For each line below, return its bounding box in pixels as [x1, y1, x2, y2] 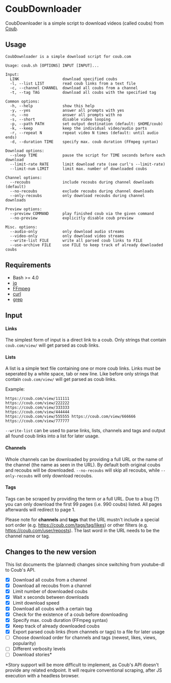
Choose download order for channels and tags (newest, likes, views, [12, 634, 157, 641]
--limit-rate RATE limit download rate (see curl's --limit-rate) [10, 162, 166, 167]
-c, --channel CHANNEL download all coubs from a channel [10, 85, 138, 90]
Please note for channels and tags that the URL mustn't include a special [5, 516, 160, 523]
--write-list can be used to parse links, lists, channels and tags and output [5, 428, 166, 434]
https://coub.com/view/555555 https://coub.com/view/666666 [5, 414, 136, 419]
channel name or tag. [5, 533, 50, 539]
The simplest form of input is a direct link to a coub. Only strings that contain [5, 337, 166, 343]
